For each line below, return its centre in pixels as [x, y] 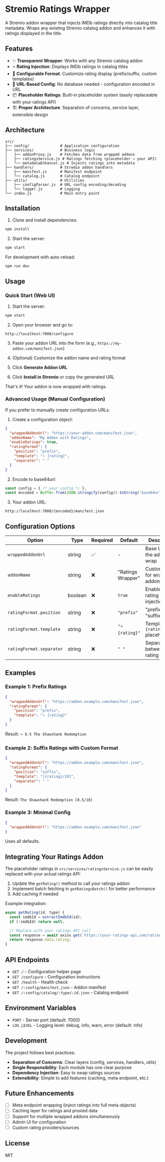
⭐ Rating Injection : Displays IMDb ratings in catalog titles [70, 66]
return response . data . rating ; [40, 940]
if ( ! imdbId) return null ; [37, 922]
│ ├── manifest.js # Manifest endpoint [54, 172]
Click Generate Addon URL [40, 367]
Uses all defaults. [23, 841]
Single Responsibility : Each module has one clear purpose [72, 1067]
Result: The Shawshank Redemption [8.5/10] [49, 799]
